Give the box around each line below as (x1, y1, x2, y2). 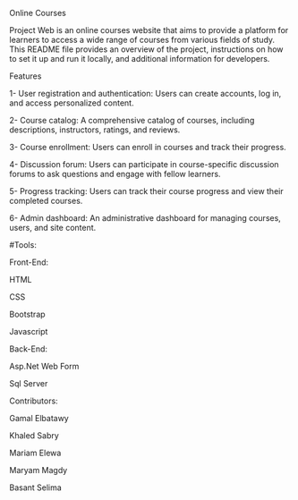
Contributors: (9, 395, 58, 406)
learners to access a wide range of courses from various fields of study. (9, 35, 276, 45)
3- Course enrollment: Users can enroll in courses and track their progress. (9, 142, 286, 152)
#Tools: (9, 240, 38, 250)
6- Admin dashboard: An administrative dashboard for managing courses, (9, 213, 282, 223)
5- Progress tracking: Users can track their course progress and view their (9, 186, 284, 196)
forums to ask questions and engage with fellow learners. (9, 169, 221, 179)
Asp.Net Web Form (9, 361, 80, 371)
